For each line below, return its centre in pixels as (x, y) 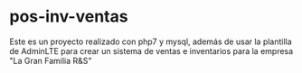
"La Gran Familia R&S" (51, 60)
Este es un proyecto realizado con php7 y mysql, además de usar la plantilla (151, 41)
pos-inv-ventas (69, 17)
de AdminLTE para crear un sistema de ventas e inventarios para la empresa (151, 50)
